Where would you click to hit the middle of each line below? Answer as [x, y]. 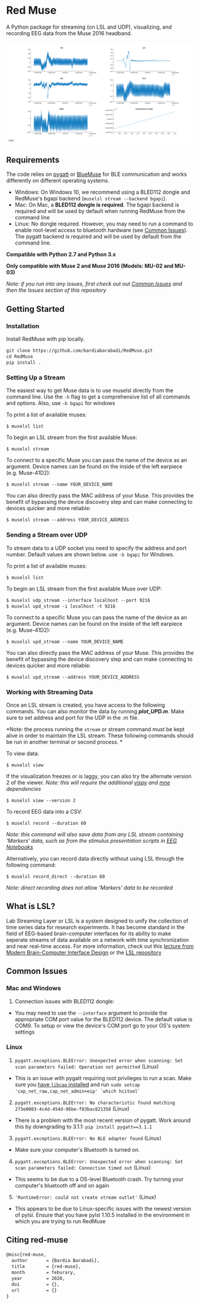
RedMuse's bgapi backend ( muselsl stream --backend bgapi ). [91, 199]
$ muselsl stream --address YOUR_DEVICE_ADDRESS [68, 520]
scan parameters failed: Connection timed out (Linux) [83, 1167]
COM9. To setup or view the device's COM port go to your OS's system [102, 1025]
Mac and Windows [34, 988]
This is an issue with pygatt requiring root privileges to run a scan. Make [103, 1078]
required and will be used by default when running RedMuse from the [100, 211]
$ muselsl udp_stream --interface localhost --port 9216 [78, 600]
